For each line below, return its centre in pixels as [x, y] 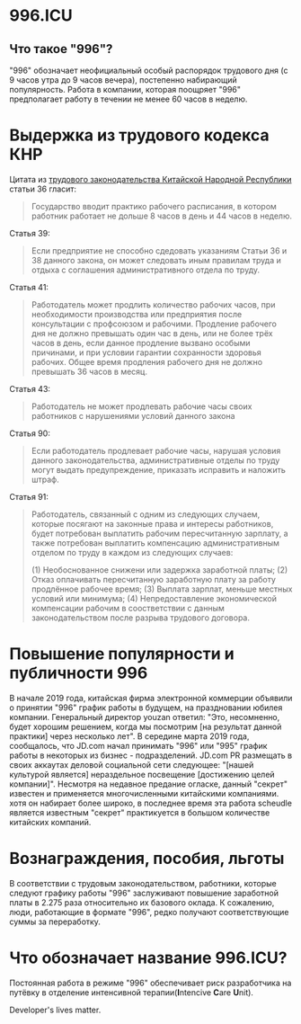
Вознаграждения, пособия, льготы [147, 859]
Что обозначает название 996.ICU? [148, 957]
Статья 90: [30, 433]
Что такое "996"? [61, 49]
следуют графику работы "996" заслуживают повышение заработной [144, 893]
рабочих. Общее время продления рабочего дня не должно [147, 361]
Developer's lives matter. [55, 1010]
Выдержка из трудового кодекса [139, 135]
